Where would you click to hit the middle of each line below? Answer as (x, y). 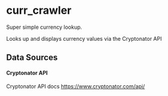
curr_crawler (39, 10)
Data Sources (32, 58)
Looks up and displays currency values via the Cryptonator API (84, 38)
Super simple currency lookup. (44, 27)
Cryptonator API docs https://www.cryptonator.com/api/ (76, 86)
